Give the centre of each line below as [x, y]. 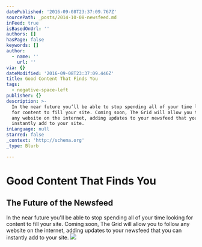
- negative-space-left [40, 90]
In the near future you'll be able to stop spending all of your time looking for [100, 218]
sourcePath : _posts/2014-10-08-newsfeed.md [62, 17]
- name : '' [25, 56]
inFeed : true [23, 23]
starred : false [25, 135]
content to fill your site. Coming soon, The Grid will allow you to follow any [98, 224]
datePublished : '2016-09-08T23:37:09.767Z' [62, 12]
